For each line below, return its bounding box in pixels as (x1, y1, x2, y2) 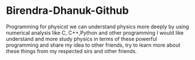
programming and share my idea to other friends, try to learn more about (6, 42, 180, 48)
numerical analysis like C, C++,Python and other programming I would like (6, 29, 184, 36)
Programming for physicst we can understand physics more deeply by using (6, 23, 189, 30)
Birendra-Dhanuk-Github (6, 4, 129, 17)
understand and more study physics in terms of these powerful (6, 35, 157, 42)
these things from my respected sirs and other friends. (6, 47, 137, 54)
